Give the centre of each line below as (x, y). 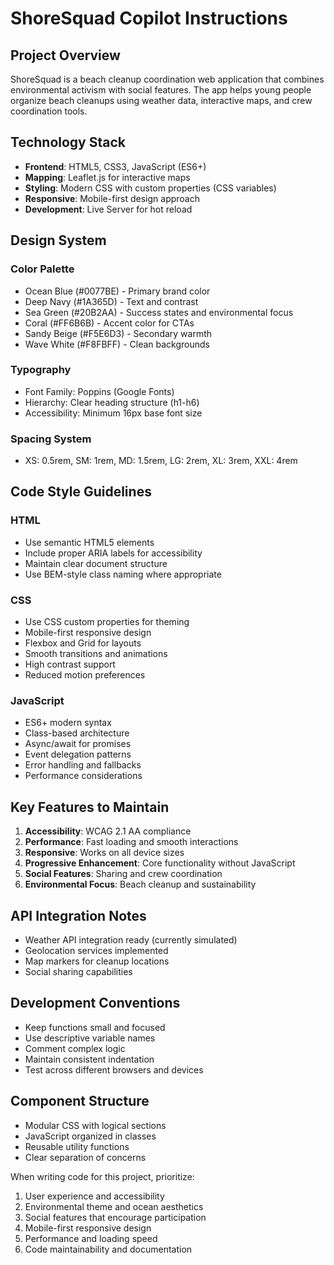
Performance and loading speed (91, 1238)
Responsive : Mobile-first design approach (112, 198)
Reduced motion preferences (85, 675)
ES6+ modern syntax (68, 723)
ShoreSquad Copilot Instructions (149, 18)
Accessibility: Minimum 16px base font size (113, 413)
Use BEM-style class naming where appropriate (123, 574)
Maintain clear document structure (96, 563)
